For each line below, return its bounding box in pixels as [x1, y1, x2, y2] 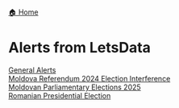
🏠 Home [8, 7, 39, 17]
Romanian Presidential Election [8, 90, 111, 100]
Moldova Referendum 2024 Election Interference [8, 73, 171, 83]
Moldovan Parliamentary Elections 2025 [8, 82, 141, 92]
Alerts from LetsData [8, 39, 152, 57]
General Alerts [8, 64, 56, 75]
